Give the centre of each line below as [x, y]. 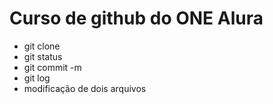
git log [37, 78]
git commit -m [52, 67]
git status [43, 56]
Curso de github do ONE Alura [136, 18]
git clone [42, 46]
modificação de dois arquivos [85, 88]
